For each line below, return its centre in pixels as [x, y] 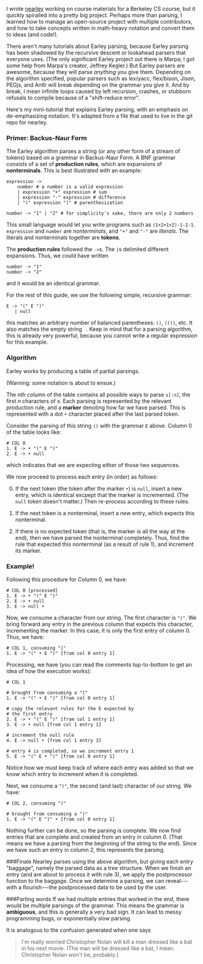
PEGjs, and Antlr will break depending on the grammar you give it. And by [98, 85]
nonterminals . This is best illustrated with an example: [74, 171]
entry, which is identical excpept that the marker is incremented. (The [102, 495]
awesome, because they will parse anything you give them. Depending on [98, 72]
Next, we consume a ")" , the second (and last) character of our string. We [99, 786]
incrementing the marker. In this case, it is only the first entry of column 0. [98, 630]
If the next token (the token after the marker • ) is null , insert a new [98, 488]
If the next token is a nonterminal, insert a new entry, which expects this [105, 513]
